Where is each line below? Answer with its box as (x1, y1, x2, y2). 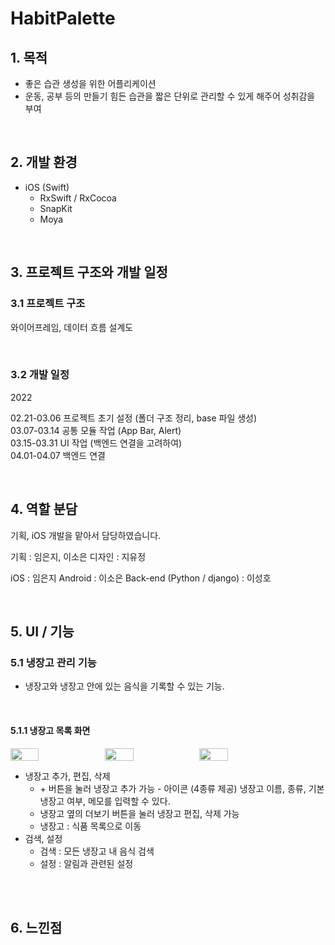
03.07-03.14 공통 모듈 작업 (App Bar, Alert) (10, 424, 182, 436)
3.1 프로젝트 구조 (10, 297, 86, 311)
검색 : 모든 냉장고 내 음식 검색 (39, 845, 155, 857)
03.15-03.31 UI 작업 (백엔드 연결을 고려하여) (10, 437, 183, 449)
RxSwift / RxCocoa (39, 192, 117, 204)
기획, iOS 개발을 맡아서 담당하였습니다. (10, 529, 162, 541)
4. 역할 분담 (10, 501, 78, 518)
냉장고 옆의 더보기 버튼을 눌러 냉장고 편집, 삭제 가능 (39, 807, 240, 819)
